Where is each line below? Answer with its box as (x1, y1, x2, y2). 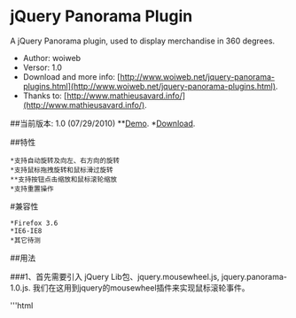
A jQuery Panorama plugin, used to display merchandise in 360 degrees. (10, 35, 276, 46)
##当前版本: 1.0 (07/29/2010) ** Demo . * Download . (10, 118, 196, 128)
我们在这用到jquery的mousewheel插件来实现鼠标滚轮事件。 (32, 282, 251, 293)
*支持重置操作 (10, 184, 54, 193)
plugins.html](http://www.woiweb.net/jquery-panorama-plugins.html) (22, 81, 277, 91)
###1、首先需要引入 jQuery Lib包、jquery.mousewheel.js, (10, 271, 220, 282)
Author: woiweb (22, 52, 82, 63)
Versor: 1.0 (22, 62, 63, 73)
